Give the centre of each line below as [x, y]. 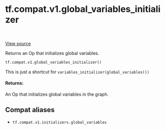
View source [18, 43]
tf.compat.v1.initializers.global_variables [59, 122]
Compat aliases [30, 110]
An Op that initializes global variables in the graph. [57, 94]
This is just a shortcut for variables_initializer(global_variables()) [77, 72]
